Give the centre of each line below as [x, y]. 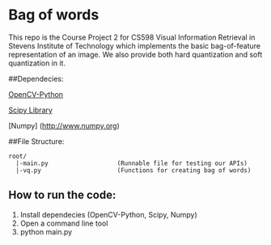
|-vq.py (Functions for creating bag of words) [133, 170]
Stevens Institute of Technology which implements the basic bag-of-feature [135, 45]
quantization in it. [37, 63]
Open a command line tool [64, 223]
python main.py [46, 231]
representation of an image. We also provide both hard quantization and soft [135, 54]
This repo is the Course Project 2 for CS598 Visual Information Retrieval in [132, 37]
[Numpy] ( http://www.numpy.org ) [64, 125]
